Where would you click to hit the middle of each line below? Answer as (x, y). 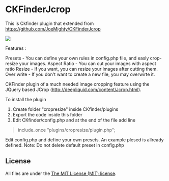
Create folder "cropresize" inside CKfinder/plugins (65, 109)
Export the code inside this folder (48, 114)
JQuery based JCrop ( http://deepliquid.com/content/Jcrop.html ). (73, 89)
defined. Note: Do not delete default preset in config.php (65, 145)
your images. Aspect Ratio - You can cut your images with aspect (88, 63)
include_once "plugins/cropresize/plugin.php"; (66, 130)
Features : (16, 48)
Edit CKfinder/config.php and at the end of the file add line (74, 120)
